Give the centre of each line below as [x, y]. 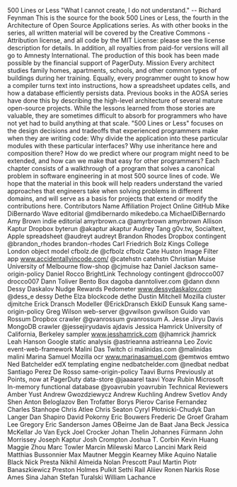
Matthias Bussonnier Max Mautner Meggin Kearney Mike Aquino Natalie [112, 454]
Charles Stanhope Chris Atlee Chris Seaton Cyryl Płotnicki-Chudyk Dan [111, 409]
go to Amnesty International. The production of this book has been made [113, 55]
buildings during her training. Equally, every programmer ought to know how [118, 78]
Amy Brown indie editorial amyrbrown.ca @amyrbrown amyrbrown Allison [115, 221]
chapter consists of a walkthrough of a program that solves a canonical [111, 168]
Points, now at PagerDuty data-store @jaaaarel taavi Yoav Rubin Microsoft [116, 379]
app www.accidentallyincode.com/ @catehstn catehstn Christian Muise [111, 259]
